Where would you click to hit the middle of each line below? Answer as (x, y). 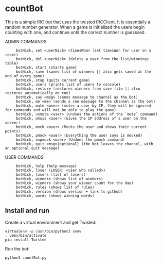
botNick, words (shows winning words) (55, 196)
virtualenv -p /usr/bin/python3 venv (43, 231)
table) (12, 63)
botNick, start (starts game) (46, 67)
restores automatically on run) (38, 93)
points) (13, 131)
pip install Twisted (26, 240)
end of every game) (25, 76)
